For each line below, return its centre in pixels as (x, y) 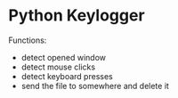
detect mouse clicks (58, 67)
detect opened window (64, 57)
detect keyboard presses (67, 76)
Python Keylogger (77, 16)
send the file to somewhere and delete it (95, 86)
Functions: (28, 40)
